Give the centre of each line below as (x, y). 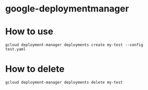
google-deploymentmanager (67, 9)
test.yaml (16, 49)
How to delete (35, 69)
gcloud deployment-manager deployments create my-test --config (74, 45)
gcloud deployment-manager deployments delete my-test (64, 82)
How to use (29, 32)
